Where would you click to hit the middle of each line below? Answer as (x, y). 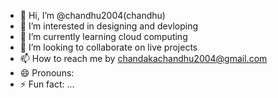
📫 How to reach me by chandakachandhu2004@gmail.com (143, 58)
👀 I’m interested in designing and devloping (109, 26)
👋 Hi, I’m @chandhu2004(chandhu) (92, 15)
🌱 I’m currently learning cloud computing (103, 36)
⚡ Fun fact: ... (47, 84)
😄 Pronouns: (47, 73)
